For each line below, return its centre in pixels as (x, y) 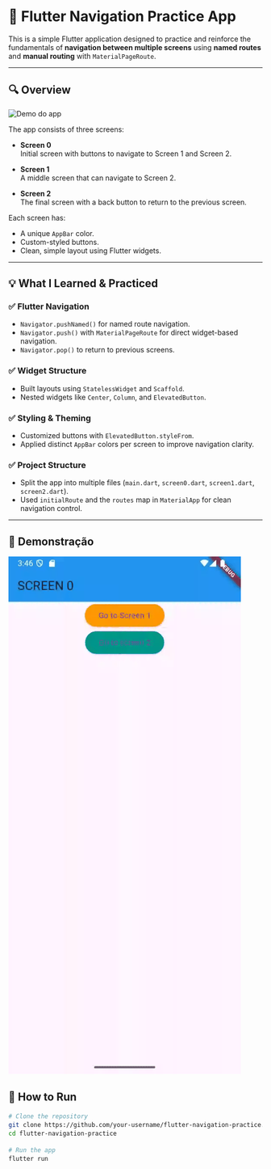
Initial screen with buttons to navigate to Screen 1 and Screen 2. (126, 154)
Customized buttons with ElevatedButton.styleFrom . (107, 436)
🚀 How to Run (43, 1097)
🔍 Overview (40, 90)
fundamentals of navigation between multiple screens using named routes (135, 47)
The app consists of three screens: (67, 129)
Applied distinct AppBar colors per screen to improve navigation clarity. (137, 445)
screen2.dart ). (44, 492)
